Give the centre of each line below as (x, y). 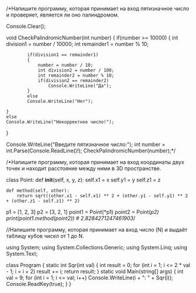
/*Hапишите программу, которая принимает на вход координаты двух (95, 162)
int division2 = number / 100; (76, 70)
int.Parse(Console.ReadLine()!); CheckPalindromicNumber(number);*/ (91, 151)
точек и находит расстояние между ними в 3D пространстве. (84, 168)
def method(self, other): (38, 191)
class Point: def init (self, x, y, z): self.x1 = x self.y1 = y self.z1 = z (83, 180)
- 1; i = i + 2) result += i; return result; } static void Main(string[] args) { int (95, 271)
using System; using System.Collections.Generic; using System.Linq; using (97, 247)
